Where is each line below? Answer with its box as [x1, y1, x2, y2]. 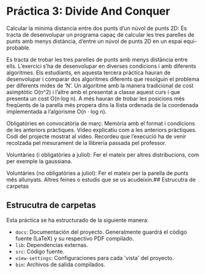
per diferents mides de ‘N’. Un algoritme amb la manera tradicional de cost [6, 81, 194, 89]
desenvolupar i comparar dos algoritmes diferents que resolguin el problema [6, 75, 200, 83]
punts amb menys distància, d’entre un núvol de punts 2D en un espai [6, 37, 182, 45]
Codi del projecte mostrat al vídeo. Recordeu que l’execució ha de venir [6, 133, 187, 140]
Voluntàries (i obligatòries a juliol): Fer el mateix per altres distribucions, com [6, 151, 199, 158]
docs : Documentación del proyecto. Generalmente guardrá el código [15, 228, 187, 235]
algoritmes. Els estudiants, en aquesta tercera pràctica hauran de [6, 68, 171, 76]
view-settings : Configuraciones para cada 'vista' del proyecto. [15, 254, 174, 261]
